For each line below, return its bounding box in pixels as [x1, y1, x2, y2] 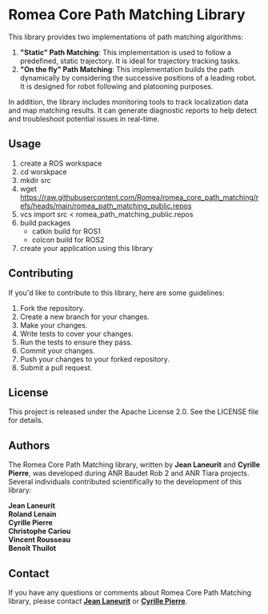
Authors [8, 438, 50, 453]
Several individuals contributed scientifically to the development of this [8, 477, 242, 487]
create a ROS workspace [19, 158, 102, 168]
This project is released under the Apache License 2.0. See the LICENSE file [8, 407, 259, 417]
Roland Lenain [8, 509, 57, 519]
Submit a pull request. [19, 362, 93, 373]
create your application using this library [19, 243, 154, 253]
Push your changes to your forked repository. [19, 354, 170, 364]
